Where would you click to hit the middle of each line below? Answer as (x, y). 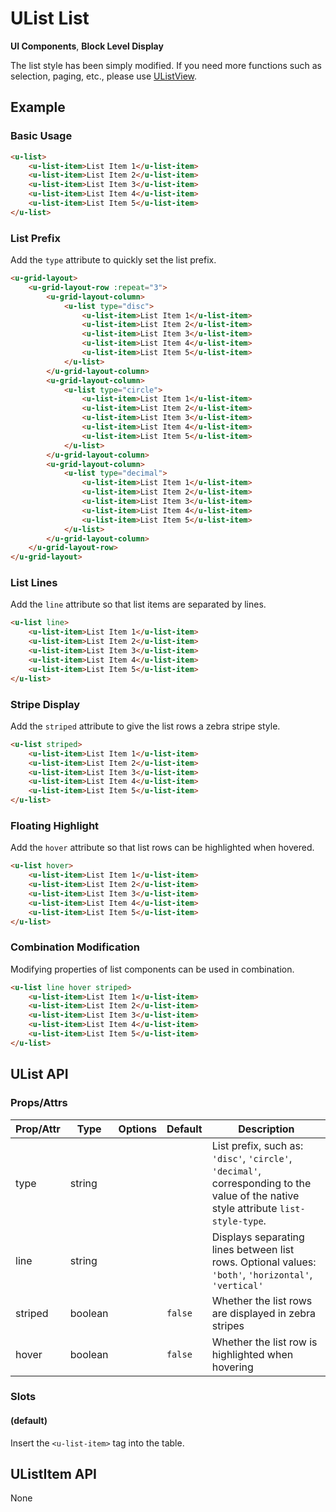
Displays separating (258, 1237)
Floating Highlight (55, 825)
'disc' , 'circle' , (252, 1158)
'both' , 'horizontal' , (262, 1274)
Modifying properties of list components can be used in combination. (152, 969)
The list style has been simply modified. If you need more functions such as (166, 65)
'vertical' (237, 1285)
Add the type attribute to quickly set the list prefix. (113, 260)
